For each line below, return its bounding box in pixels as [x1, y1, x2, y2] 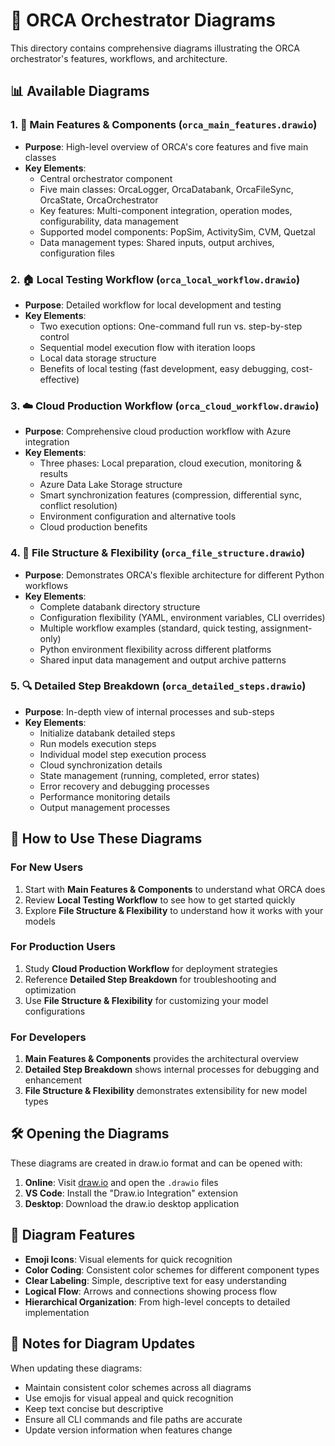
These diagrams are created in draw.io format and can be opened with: [10, 1157, 303, 1169]
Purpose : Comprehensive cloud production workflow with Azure [24, 425, 292, 438]
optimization [24, 984, 77, 996]
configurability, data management [39, 215, 179, 227]
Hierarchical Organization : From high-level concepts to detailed [24, 1295, 291, 1308]
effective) [39, 373, 80, 385]
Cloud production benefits [39, 521, 148, 533]
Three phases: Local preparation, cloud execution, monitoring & [39, 457, 303, 469]
